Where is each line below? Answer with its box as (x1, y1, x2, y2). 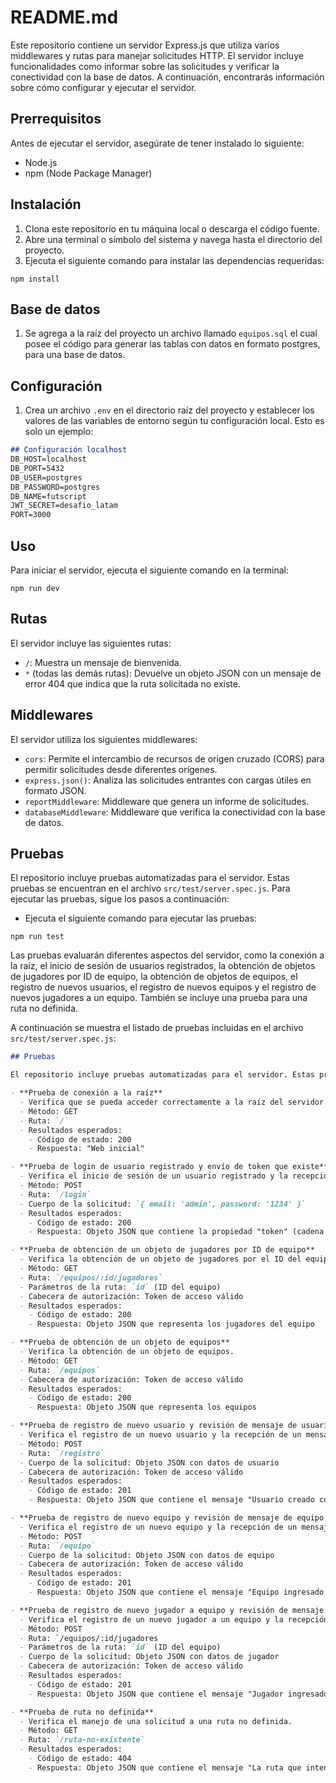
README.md (10, 6, 119, 29)
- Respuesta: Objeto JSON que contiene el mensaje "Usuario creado (28, 1495, 315, 1505)
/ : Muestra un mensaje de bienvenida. (24, 656, 182, 668)
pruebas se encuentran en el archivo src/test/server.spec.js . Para (10, 882, 291, 895)
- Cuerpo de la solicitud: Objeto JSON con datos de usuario (19, 1457, 280, 1468)
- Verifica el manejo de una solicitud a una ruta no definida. (19, 1716, 293, 1726)
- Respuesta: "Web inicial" (28, 1144, 145, 1154)
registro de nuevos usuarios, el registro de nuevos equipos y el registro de (10, 981, 317, 993)
